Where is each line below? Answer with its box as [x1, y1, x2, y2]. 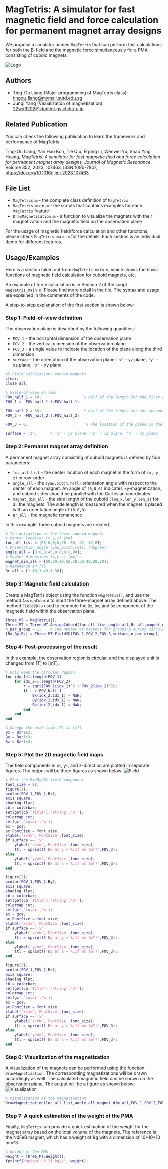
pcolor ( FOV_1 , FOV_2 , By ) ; [5, 879, 57, 884]
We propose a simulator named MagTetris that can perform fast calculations [5, 41, 162, 47]
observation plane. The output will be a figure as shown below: [5, 1081, 135, 1087]
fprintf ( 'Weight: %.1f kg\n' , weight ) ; [5, 1159, 89, 1164]
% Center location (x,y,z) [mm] [5, 536, 73, 541]
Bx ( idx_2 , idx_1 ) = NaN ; [32, 693, 82, 698]
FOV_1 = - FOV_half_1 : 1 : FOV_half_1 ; [5, 399, 80, 404]
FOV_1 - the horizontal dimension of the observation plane [12, 335, 131, 341]
